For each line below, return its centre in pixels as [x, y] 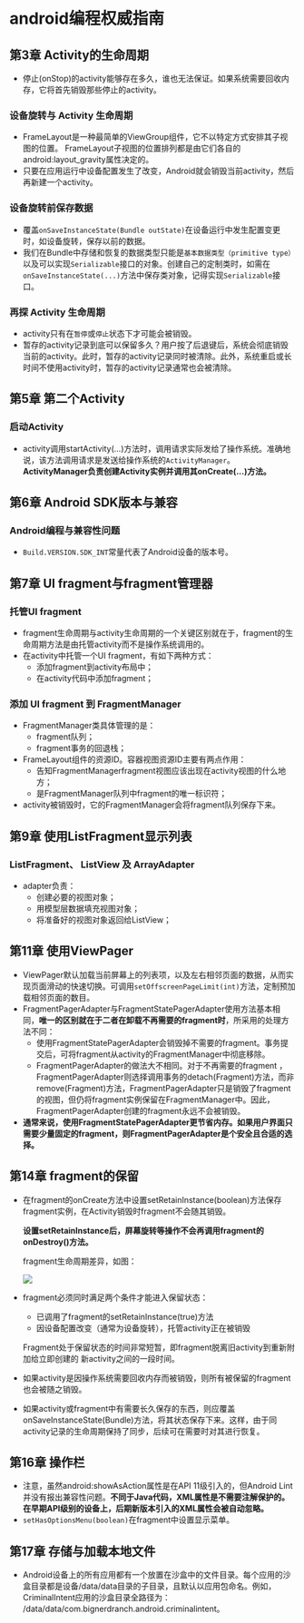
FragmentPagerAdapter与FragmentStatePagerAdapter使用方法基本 [147, 1009]
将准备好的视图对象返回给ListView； [104, 919]
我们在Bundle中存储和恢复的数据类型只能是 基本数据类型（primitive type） [158, 252]
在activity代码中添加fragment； [95, 678]
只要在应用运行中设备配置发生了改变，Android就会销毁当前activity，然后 [158, 171]
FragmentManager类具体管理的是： [89, 726]
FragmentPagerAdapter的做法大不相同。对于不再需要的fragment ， [162, 1065]
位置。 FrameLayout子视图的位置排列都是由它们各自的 [140, 148]
